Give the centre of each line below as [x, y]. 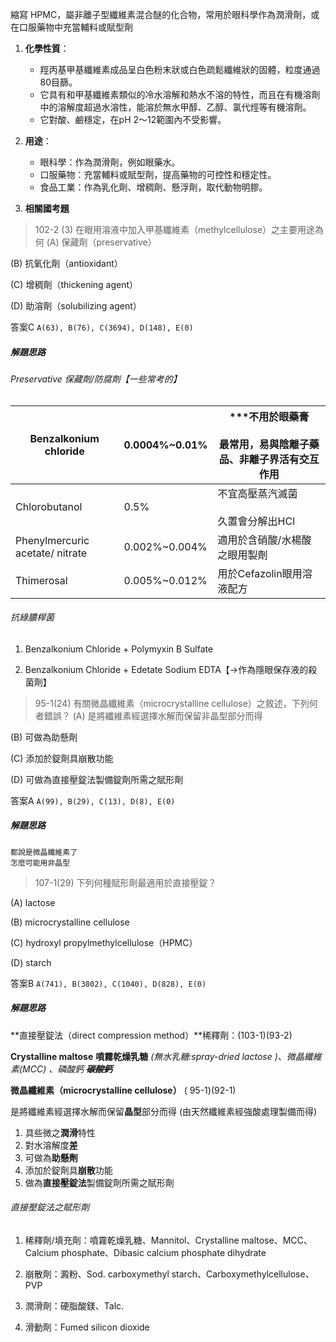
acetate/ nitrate [51, 553]
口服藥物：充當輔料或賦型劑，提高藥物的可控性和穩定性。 [158, 174]
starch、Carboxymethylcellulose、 [243, 1274]
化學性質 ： [47, 48]
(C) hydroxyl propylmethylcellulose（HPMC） [104, 942]
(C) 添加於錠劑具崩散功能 [62, 758]
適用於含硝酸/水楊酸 [264, 540]
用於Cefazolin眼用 [260, 573]
